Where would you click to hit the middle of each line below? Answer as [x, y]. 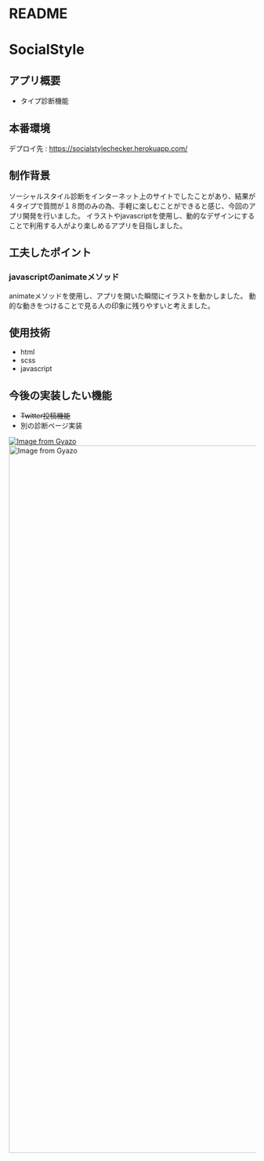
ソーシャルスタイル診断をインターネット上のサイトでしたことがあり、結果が [132, 196]
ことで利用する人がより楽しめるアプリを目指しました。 [98, 226]
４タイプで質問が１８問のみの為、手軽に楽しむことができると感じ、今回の [129, 206]
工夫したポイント [50, 253]
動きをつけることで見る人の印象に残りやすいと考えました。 [118, 305]
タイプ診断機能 [44, 101]
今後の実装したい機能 [60, 395]
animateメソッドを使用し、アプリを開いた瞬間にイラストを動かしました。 [128, 296]
